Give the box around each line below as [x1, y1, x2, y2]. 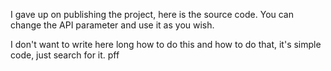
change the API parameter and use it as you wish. [10, 19, 215, 31]
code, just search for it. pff [10, 49, 120, 61]
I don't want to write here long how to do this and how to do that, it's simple [10, 39, 322, 50]
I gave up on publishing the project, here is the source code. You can [10, 9, 295, 20]
